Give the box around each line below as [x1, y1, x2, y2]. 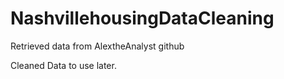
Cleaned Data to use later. [10, 59, 117, 71]
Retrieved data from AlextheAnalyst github [10, 40, 185, 52]
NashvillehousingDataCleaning [10, 7, 275, 30]
